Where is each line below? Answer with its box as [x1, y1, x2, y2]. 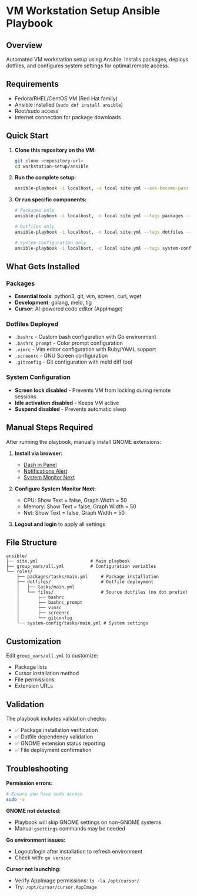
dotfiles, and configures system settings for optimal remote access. [6, 62, 169, 69]
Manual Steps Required [6, 423, 94, 433]
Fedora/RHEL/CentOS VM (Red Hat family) [14, 94, 118, 102]
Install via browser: [14, 450, 63, 457]
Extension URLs [14, 682, 54, 689]
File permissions [14, 676, 55, 683]
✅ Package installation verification [14, 727, 98, 734]
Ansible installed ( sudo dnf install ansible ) [14, 101, 123, 108]
